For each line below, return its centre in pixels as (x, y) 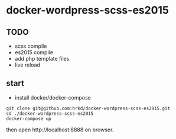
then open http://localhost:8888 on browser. (60, 130)
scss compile (31, 46)
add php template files (42, 59)
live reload (27, 65)
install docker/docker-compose (53, 97)
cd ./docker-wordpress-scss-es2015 (50, 113)
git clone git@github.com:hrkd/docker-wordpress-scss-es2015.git (88, 108)
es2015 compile (34, 52)
